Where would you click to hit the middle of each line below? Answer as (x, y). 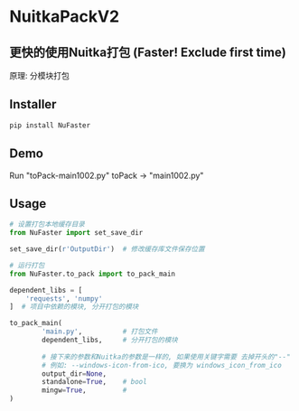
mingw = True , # (84, 390)
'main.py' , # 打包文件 (100, 332)
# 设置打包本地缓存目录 (47, 224)
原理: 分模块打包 (39, 75)
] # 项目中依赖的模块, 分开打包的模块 (74, 307)
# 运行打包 (27, 265)
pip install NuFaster (50, 125)
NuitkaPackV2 (65, 17)
